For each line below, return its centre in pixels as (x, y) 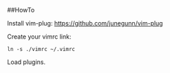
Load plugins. (26, 62)
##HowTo (21, 10)
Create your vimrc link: (39, 36)
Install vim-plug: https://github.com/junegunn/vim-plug (85, 23)
